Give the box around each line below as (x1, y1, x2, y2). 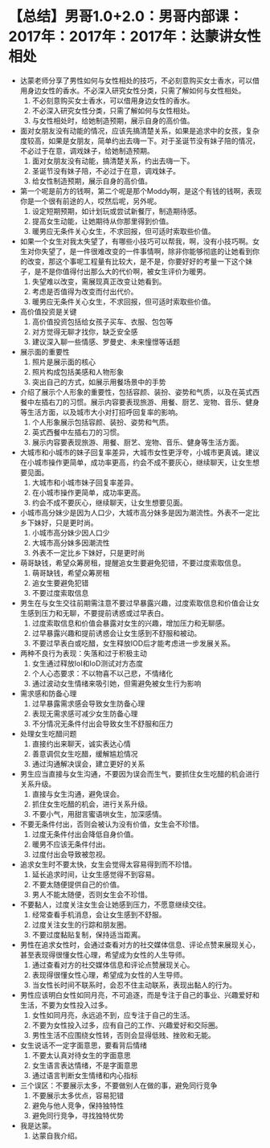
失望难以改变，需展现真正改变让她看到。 (31, 277, 166, 286)
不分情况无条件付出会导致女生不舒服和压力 (31, 719, 174, 728)
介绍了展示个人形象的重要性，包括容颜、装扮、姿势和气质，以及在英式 (19, 387, 253, 396)
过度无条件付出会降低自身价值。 (31, 829, 138, 838)
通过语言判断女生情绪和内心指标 (31, 1070, 138, 1080)
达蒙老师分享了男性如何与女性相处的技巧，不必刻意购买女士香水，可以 (19, 76, 253, 85)
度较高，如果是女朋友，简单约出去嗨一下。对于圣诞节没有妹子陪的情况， (19, 136, 260, 146)
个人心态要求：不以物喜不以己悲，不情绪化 (31, 668, 174, 678)
